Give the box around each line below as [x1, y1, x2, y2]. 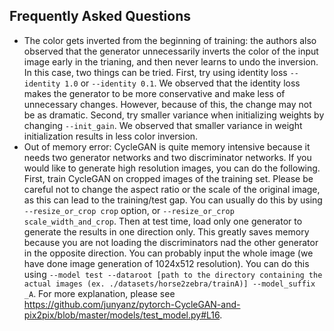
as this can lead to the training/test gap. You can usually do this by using [23, 194, 323, 206]
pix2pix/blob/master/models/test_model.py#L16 [23, 309, 221, 321]
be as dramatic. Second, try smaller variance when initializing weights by [23, 109, 325, 121]
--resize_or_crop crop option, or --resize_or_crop [23, 204, 235, 216]
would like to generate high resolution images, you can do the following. [23, 162, 321, 174]
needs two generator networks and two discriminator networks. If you [23, 151, 312, 163]
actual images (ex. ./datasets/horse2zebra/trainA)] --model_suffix [23, 279, 316, 289]
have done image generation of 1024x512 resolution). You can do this [23, 257, 310, 269]
